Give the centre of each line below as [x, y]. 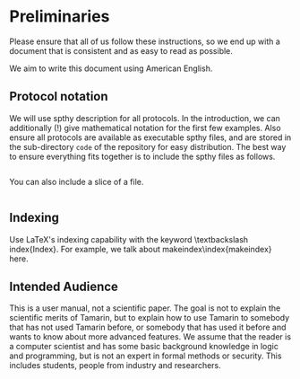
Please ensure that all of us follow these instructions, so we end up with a [145, 41]
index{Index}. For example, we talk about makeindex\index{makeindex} [141, 249]
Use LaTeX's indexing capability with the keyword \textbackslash [129, 239]
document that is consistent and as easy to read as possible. [121, 50]
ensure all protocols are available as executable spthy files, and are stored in [150, 137]
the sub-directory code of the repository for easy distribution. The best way [148, 146]
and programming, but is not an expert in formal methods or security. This [146, 356]
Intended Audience [64, 286]
